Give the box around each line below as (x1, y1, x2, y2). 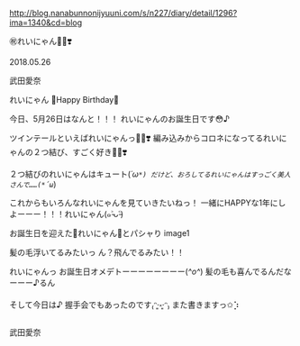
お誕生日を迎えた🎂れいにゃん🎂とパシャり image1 (9, 228, 190, 238)
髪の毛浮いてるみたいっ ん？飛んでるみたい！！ (9, 247, 185, 258)
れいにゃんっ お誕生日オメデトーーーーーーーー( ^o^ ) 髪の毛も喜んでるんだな (9, 266, 292, 277)
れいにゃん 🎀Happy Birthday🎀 (9, 95, 120, 105)
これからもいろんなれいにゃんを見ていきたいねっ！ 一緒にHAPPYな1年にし (9, 197, 286, 208)
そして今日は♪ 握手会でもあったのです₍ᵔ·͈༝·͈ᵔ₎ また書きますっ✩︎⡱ (9, 299, 240, 310)
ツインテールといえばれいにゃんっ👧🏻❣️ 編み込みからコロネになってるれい (9, 132, 279, 143)
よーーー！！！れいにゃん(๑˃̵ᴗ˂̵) (9, 209, 124, 219)
